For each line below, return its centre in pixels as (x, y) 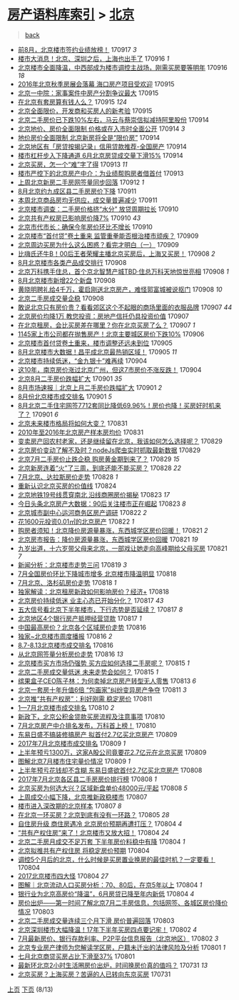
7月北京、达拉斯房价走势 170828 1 (68, 476)
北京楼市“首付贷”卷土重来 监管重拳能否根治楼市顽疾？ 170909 (108, 236)
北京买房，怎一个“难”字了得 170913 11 (72, 164)
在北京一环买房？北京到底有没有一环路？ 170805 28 (93, 814)
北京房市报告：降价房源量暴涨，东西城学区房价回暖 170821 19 (108, 539)
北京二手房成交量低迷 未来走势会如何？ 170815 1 (88, 671)
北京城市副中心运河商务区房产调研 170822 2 (82, 512)
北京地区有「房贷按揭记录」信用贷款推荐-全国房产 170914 (102, 146)
